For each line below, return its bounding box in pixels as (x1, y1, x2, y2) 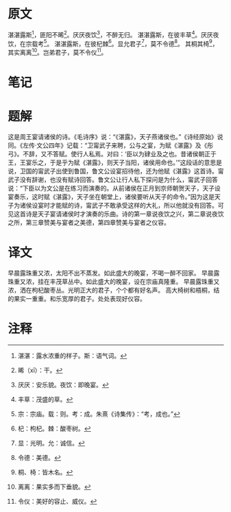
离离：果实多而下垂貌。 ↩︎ (17, 483, 91, 491)
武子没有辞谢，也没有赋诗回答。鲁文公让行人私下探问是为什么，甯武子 (8, 175, 206, 184)
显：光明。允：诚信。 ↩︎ (17, 439, 85, 447)
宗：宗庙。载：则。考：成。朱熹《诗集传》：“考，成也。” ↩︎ (17, 409, 181, 418)
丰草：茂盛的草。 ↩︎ (17, 395, 73, 403)
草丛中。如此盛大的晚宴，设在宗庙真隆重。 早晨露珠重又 (61, 277, 220, 285)
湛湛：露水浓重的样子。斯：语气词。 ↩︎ (17, 351, 127, 360)
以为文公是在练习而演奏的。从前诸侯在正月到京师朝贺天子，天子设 (34, 184, 221, 193)
